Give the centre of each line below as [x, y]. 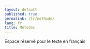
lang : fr [13, 23]
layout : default [21, 9]
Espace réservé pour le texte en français [45, 41]
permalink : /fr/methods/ [30, 18]
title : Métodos [20, 28]
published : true [21, 14]
